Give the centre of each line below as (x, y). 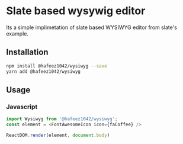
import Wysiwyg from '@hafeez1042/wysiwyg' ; (62, 119)
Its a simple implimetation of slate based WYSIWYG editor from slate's (92, 27)
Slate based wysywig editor (76, 11)
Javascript (22, 107)
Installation (27, 52)
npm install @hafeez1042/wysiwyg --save (57, 66)
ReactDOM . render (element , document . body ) (58, 135)
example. (17, 33)
